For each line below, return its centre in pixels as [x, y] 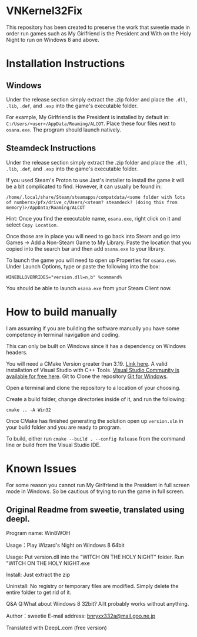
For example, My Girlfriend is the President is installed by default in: [88, 117]
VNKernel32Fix [44, 11]
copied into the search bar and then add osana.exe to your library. [86, 248]
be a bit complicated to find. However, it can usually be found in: [84, 186]
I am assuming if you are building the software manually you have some [93, 328]
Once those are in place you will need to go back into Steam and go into [93, 236]
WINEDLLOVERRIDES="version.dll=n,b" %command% [64, 277]
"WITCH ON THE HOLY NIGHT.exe [48, 563]
